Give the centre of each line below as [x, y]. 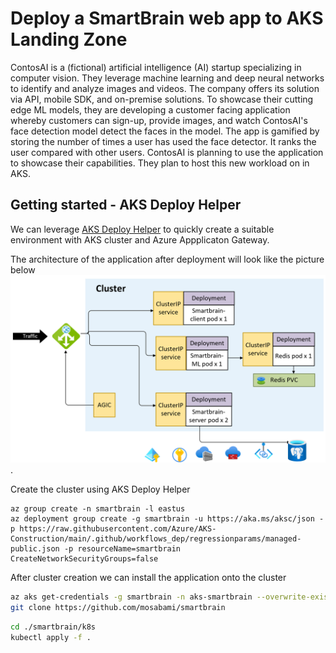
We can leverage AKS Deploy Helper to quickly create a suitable [142, 229]
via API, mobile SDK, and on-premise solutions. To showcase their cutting [162, 99]
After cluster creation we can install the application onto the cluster [148, 577]
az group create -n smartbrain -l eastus [98, 508]
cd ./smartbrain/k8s [53, 627]
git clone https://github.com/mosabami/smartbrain [118, 607]
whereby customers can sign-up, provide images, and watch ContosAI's [159, 120]
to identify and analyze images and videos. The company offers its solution [165, 88]
